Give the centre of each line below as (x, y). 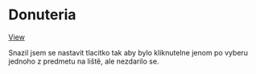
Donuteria (42, 15)
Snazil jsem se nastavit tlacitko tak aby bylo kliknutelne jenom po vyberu (128, 52)
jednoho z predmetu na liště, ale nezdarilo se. (84, 61)
